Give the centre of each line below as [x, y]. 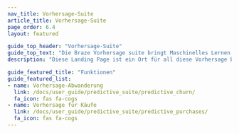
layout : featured [33, 34]
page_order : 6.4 [31, 27]
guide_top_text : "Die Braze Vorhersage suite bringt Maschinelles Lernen [119, 53]
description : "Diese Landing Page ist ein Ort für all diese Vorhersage [117, 60]
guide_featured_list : [39, 79]
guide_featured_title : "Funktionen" [62, 72]
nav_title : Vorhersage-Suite [51, 14]
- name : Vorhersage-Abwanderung [55, 86]
